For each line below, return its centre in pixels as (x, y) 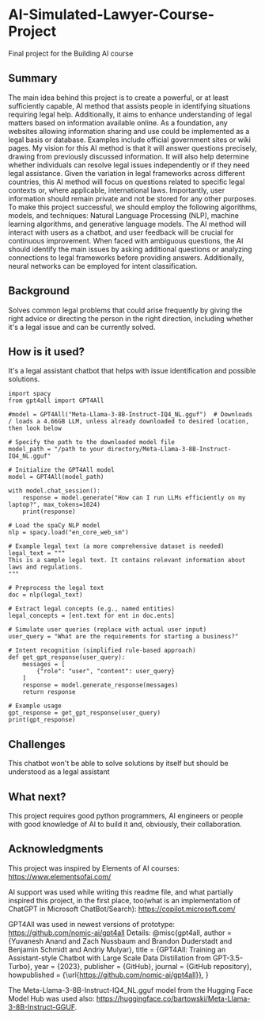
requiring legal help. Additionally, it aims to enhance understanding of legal (130, 114)
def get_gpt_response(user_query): (67, 657)
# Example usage (35, 706)
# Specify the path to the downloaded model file (92, 442)
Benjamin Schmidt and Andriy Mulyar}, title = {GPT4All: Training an (117, 949)
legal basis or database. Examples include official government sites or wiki (130, 140)
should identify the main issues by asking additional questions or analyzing (130, 249)
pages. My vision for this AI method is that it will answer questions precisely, (132, 147)
